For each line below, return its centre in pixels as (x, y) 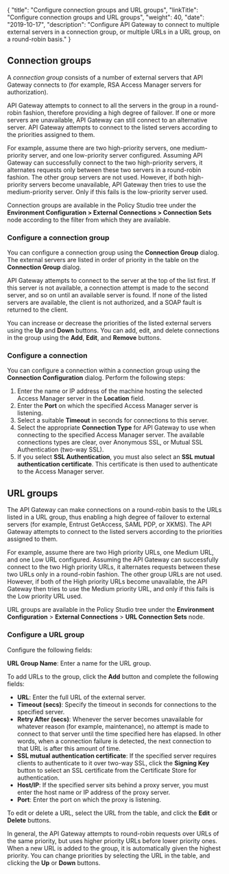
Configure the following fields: (50, 650)
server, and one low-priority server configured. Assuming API (116, 155)
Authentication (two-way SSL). (60, 449)
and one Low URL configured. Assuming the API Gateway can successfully (113, 559)
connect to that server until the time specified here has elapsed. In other (119, 734)
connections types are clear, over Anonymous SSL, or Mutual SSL (110, 443)
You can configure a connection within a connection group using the (104, 370)
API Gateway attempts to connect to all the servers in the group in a (103, 105)
